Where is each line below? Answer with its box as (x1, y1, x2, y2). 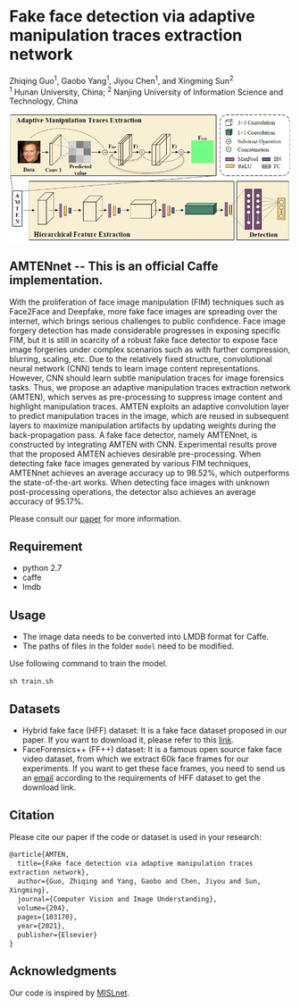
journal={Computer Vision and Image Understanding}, (17, 894, 218, 903)
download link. (21, 782, 77, 793)
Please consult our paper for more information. (9, 513, 182, 524)
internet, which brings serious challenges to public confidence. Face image (9, 315, 286, 326)
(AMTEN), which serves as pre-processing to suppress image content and (9, 391, 283, 402)
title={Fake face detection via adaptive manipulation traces (17, 859, 254, 868)
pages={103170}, (17, 912, 78, 921)
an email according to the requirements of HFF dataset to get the (21, 772, 262, 783)
